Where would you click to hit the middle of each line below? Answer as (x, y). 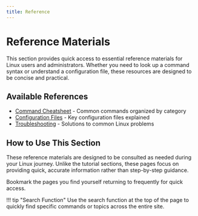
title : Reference (28, 12)
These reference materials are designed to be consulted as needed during (99, 157)
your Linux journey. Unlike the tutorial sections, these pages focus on (93, 164)
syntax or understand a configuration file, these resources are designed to (99, 71)
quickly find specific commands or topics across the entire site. (85, 206)
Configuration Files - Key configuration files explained (82, 118)
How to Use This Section (54, 143)
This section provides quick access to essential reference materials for (94, 59)
